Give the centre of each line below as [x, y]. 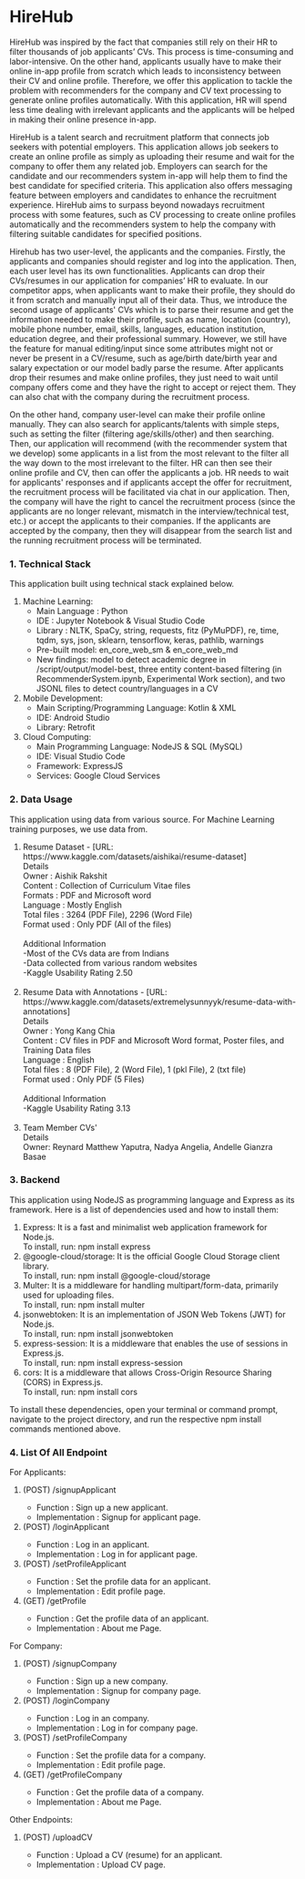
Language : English [58, 1060]
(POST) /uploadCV [57, 1837]
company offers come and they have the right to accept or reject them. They [153, 387]
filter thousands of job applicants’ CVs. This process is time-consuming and [152, 51]
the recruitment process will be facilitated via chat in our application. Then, [149, 492]
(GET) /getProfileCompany [72, 1775]
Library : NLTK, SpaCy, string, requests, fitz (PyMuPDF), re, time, [158, 631]
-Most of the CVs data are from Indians [96, 953]
